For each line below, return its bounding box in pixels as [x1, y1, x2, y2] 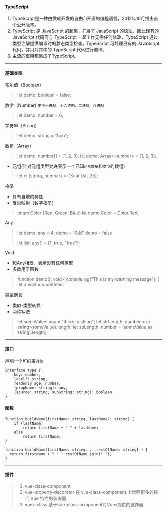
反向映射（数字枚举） [12, 200, 56, 206]
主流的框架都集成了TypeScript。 [12, 53, 79, 59]
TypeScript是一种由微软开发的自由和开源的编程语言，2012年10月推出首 [12, 15, 158, 22]
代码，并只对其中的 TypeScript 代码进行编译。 [12, 47, 107, 53]
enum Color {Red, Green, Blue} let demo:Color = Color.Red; [17, 210, 139, 216]
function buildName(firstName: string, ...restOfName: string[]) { [5, 447, 148, 452]
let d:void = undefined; [17, 282, 64, 288]
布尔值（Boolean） [5, 82, 44, 88]
